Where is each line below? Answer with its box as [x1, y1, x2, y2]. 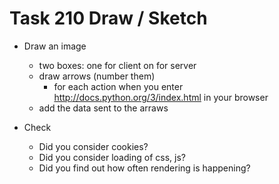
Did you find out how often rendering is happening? [38, 162, 251, 174]
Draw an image [23, 40, 87, 52]
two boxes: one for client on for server [38, 59, 197, 71]
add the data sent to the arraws [38, 102, 169, 114]
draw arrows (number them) [38, 70, 156, 82]
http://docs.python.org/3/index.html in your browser [53, 91, 269, 103]
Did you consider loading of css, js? [38, 151, 186, 163]
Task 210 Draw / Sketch [9, 7, 208, 30]
